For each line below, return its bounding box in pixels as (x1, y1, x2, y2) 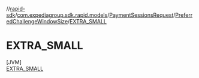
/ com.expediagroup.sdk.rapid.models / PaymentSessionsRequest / (14, 11, 176, 19)
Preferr (175, 11, 193, 19)
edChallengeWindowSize (6, 18, 68, 25)
